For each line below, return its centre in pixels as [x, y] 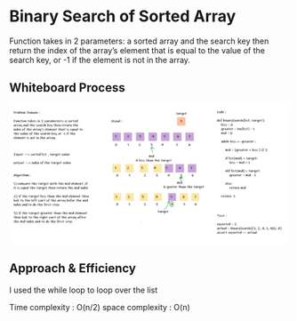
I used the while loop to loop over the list [84, 290]
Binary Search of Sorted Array [123, 16]
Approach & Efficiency [72, 269]
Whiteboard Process [68, 88]
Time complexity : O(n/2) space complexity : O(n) [100, 307]
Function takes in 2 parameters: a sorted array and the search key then [139, 41]
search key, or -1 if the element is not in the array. [100, 60]
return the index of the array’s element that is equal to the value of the [137, 50]
